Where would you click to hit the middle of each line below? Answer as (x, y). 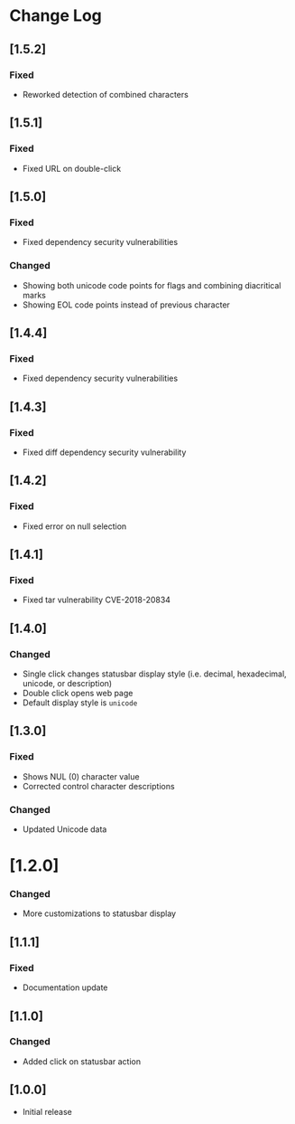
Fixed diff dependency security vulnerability (104, 452)
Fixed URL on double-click (72, 168)
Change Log (55, 16)
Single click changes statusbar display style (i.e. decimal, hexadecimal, (154, 674)
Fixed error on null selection (74, 526)
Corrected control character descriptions (98, 786)
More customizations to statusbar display (99, 913)
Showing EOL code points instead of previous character (126, 305)
